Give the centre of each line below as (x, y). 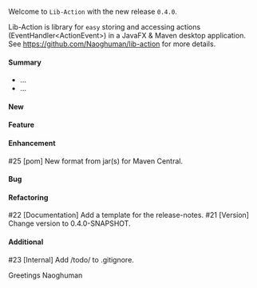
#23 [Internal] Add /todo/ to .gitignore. (71, 259)
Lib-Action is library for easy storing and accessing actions (105, 27)
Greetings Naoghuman (45, 275)
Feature (21, 125)
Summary (25, 62)
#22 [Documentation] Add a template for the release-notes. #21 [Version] (129, 215)
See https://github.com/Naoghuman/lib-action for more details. (112, 44)
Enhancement (32, 143)
